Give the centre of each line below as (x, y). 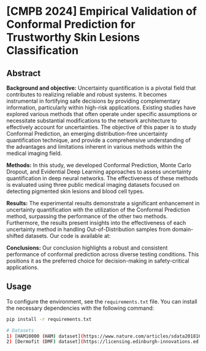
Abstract (24, 73)
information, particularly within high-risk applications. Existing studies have (101, 108)
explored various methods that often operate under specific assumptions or (102, 114)
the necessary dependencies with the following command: (80, 308)
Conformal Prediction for (71, 24)
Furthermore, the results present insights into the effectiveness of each (96, 223)
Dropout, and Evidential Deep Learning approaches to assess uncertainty (99, 172)
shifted (15, 236)
